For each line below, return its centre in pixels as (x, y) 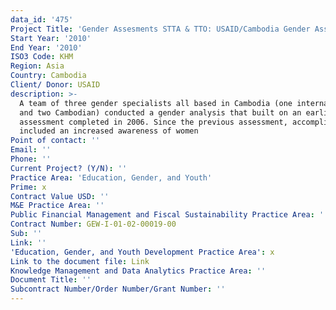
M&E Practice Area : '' (57, 206)
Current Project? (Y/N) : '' (69, 168)
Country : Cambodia (48, 76)
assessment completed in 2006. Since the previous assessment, (153, 122)
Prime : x (28, 187)
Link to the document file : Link (80, 261)
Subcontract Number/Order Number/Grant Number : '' (118, 289)
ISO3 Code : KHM (42, 57)
